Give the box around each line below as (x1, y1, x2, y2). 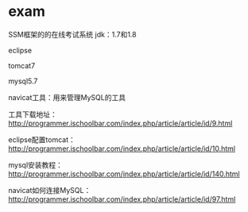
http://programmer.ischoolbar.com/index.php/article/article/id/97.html (8, 194, 236, 204)
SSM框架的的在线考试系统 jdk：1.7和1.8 (8, 29, 137, 39)
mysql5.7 (8, 76, 38, 86)
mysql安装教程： (8, 160, 64, 169)
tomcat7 (8, 60, 36, 70)
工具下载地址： (8, 110, 57, 119)
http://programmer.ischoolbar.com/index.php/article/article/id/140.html (8, 169, 240, 179)
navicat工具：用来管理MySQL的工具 (8, 92, 126, 102)
